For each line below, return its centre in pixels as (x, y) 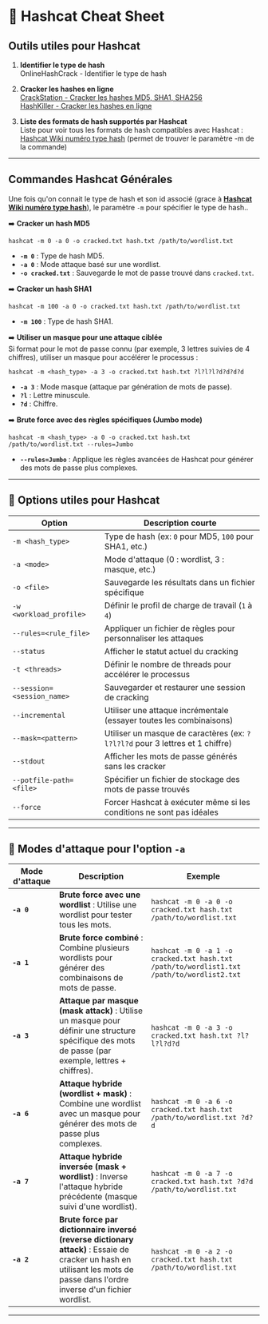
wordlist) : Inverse (94, 1177)
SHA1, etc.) (126, 546)
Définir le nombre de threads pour (167, 664)
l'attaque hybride (91, 1186)
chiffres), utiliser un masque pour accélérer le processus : (103, 357)
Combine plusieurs (95, 948)
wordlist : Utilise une (98, 905)
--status (29, 651)
